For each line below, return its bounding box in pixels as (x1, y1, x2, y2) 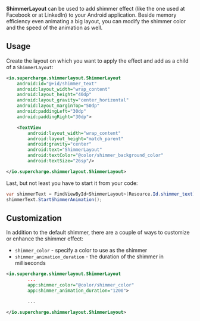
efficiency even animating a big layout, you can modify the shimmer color (6, 18, 186, 24)
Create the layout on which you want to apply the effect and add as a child (6, 57, 189, 64)
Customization (6, 213, 62, 223)
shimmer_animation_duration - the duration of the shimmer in (14, 253, 164, 260)
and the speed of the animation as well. (6, 24, 103, 31)
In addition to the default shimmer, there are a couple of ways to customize (6, 229, 190, 236)
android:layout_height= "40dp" (17, 92, 92, 98)
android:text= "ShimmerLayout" (27, 147, 102, 153)
